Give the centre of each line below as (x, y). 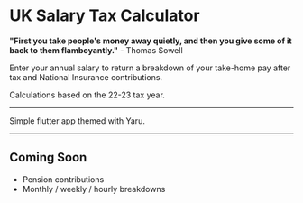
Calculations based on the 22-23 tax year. (87, 95)
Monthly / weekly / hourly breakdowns (94, 189)
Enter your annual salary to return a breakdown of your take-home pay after (150, 68)
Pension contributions (63, 179)
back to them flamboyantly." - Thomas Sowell (96, 50)
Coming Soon (48, 157)
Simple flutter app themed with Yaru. (78, 120)
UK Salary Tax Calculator (105, 16)
